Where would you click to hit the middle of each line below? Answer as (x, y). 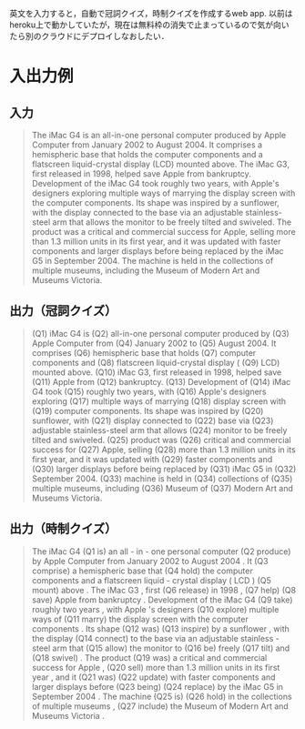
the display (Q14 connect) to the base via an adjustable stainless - (155, 638)
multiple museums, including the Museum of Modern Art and (146, 270)
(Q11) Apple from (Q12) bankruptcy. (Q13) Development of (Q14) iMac (161, 381)
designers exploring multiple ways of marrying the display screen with (163, 193)
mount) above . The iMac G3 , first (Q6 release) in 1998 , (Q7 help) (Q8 (164, 590)
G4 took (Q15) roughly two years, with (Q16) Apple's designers (149, 391)
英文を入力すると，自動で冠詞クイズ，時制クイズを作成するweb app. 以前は (151, 13)
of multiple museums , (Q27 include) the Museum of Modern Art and (160, 706)
